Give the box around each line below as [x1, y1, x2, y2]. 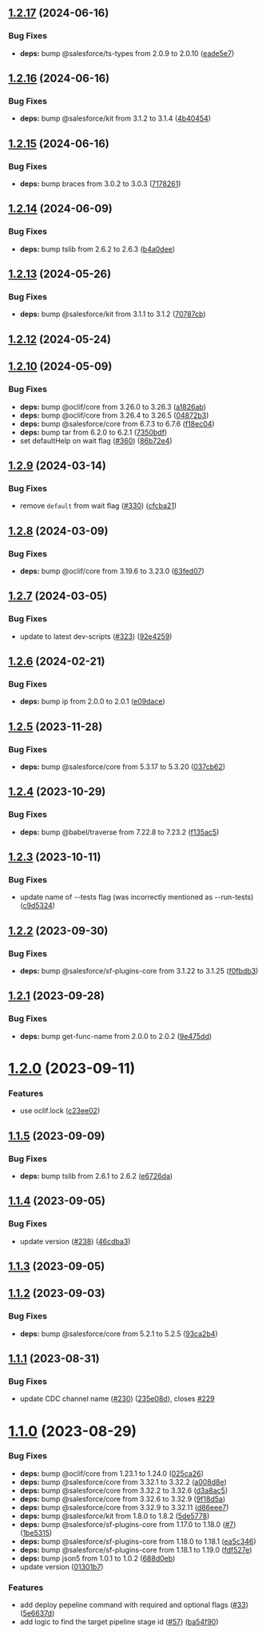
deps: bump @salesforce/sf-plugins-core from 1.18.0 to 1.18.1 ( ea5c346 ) [19, 1537, 256, 1546]
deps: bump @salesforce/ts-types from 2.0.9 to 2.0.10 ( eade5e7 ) [19, 48, 235, 58]
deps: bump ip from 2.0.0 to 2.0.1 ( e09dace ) [19, 696, 165, 706]
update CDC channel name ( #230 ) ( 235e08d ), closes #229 [19, 1394, 216, 1404]
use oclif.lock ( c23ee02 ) [19, 1106, 101, 1116]
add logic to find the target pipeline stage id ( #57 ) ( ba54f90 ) [19, 1617, 219, 1627]
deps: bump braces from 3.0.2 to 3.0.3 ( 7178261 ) [19, 179, 181, 188]
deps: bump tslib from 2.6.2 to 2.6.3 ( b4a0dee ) [19, 244, 176, 254]
